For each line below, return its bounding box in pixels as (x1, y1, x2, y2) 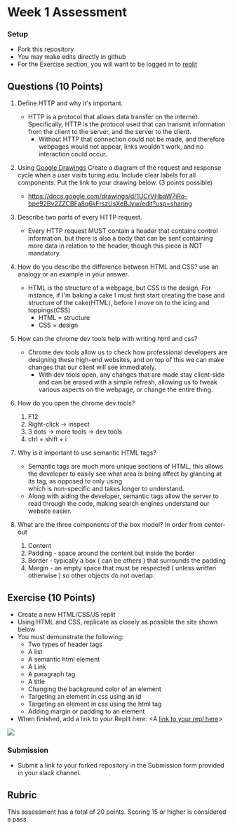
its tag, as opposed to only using (27, 477, 123, 486)
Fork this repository (17, 45, 74, 53)
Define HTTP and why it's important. (17, 99, 123, 107)
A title (27, 678, 46, 686)
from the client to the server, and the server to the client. (27, 128, 192, 136)
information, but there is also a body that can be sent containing (27, 234, 213, 243)
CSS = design (38, 321, 79, 330)
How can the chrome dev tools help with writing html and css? (17, 335, 198, 343)
